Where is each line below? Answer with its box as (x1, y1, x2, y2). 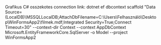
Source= (5, 9, 23, 15)
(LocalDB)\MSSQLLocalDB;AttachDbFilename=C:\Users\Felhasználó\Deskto (5, 14, 157, 20)
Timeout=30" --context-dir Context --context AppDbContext (5, 24, 127, 30)
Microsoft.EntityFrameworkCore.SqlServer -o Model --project (5, 30, 128, 35)
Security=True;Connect (85, 19, 132, 25)
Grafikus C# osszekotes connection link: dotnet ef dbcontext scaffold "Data (5, 4, 156, 10)
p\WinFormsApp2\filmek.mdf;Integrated (5, 19, 85, 25)
